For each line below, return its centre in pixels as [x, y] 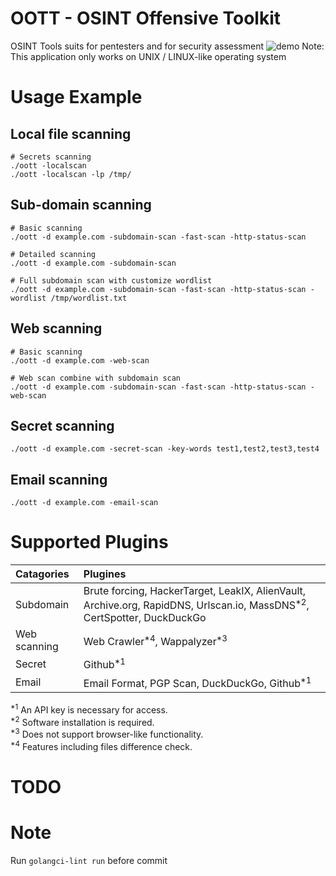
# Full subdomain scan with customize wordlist [111, 280]
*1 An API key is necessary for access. [89, 709]
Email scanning [59, 479]
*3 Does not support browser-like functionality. [107, 734]
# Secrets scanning [51, 157]
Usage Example [76, 97]
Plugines [105, 574]
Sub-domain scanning [81, 205]
